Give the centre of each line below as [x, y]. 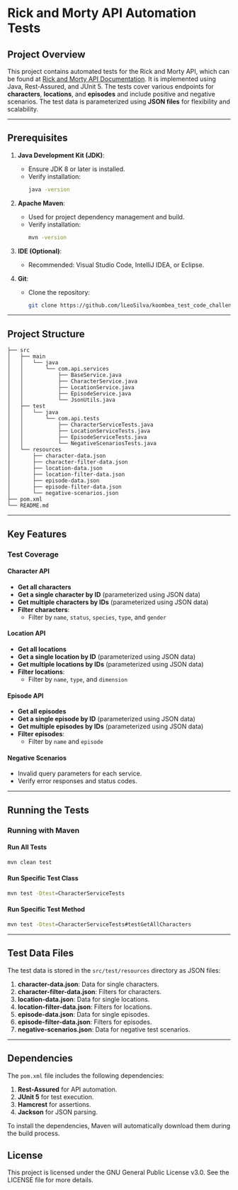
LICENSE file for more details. [50, 1180]
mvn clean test [30, 862]
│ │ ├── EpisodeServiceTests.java [77, 437]
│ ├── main [27, 356]
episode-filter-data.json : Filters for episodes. [85, 1022]
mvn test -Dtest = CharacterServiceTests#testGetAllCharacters [100, 924]
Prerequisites [38, 138]
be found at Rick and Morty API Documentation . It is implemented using [112, 79]
